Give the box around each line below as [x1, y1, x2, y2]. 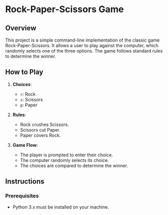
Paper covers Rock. [20, 132, 61, 138]
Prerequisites [5, 192, 39, 199]
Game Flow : [12, 142, 38, 148]
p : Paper [20, 102, 38, 108]
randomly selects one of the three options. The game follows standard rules [5, 48, 163, 54]
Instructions [5, 177, 44, 186]
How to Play [5, 68, 44, 76]
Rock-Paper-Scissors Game [5, 4, 124, 15]
